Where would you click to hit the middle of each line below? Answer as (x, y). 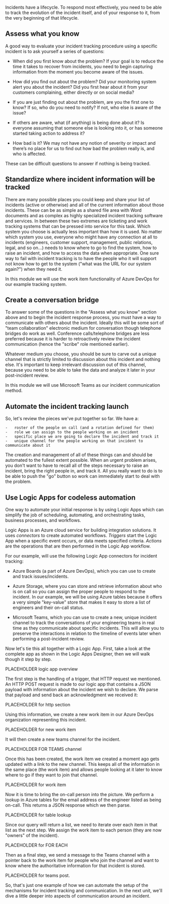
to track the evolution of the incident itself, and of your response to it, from (82, 13)
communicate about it (28, 446)
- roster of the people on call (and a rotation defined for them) (80, 428)
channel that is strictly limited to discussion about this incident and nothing (83, 359)
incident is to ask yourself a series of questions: (55, 51)
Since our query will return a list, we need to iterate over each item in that (81, 825)
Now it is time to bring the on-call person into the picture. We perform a (79, 795)
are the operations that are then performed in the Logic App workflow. (78, 546)
